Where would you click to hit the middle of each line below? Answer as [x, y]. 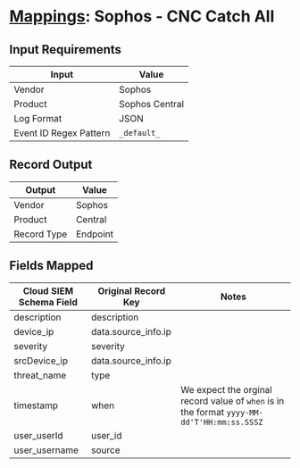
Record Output [51, 165]
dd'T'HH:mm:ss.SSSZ [221, 422]
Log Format [38, 118]
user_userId [39, 435]
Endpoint [95, 234]
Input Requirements [66, 50]
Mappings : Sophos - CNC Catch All [142, 17]
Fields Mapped [51, 266]
